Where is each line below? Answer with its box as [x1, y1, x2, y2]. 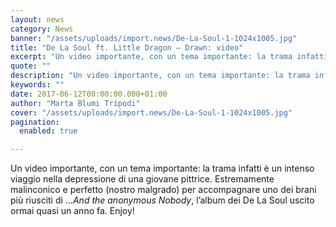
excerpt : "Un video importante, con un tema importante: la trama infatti [10, 52, 329, 62]
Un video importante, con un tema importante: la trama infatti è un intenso [10, 162, 315, 175]
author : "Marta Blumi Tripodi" [10, 98, 141, 108]
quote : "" [10, 61, 52, 71]
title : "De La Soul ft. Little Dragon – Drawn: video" [10, 42, 244, 53]
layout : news [10, 14, 65, 25]
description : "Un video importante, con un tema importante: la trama [10, 71, 311, 81]
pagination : [10, 117, 60, 127]
